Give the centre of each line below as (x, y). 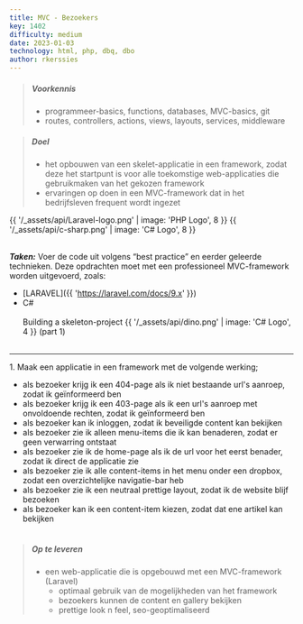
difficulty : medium (46, 34)
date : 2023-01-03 (42, 43)
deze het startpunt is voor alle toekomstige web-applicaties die (162, 173)
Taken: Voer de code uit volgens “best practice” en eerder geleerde (136, 256)
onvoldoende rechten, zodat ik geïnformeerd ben (114, 413)
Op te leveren (57, 549)
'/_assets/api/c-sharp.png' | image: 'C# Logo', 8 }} (103, 229)
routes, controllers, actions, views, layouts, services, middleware (165, 120)
